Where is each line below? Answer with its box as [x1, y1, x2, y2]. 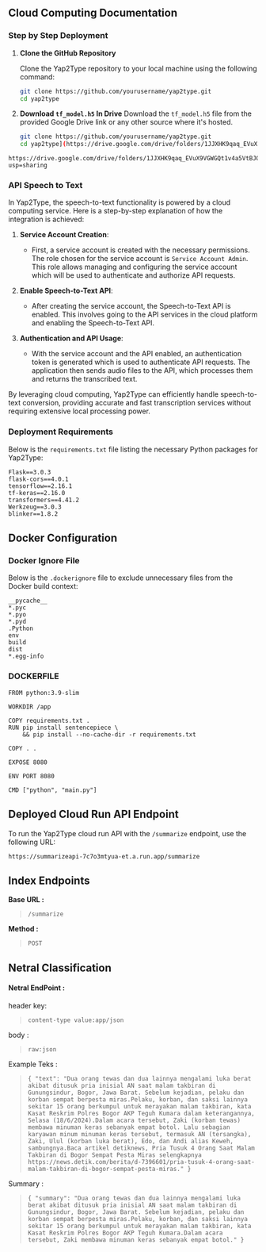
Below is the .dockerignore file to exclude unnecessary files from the [8, 573, 234, 582]
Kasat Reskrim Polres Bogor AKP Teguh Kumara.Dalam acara [27, 1229, 223, 1237]
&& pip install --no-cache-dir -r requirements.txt [22, 730, 196, 739]
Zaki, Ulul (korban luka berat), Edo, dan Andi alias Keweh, [27, 1137, 234, 1145]
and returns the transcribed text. [31, 374, 138, 384]
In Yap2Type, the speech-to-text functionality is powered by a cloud [8, 198, 231, 207]
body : [8, 1030, 29, 1039]
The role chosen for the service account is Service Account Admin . [31, 254, 249, 263]
